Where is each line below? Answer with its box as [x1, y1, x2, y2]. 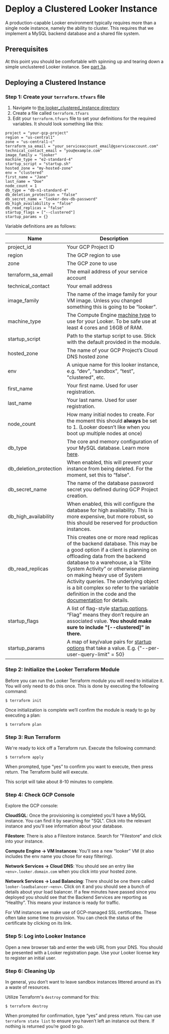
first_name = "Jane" [5, 175, 49, 180]
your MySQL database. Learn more [67, 444, 150, 451]
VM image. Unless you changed [67, 297, 142, 304]
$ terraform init [5, 698, 42, 703]
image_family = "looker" [5, 153, 57, 158]
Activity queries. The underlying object [67, 578, 159, 585]
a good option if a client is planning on [67, 546, 157, 554]
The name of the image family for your [67, 291, 157, 298]
